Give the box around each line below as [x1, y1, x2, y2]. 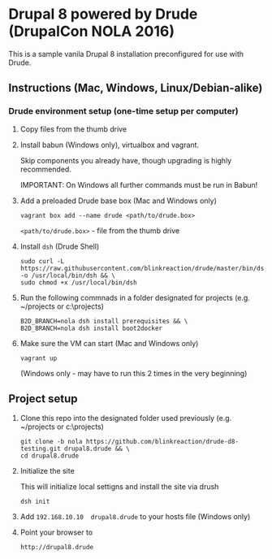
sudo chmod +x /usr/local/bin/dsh [19, 278, 137, 287]
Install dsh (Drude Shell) [19, 241, 100, 251]
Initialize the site [19, 466, 75, 476]
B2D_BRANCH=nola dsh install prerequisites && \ [19, 317, 188, 325]
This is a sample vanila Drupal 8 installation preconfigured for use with [8, 49, 244, 58]
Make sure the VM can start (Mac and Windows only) [19, 338, 199, 348]
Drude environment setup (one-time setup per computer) [8, 106, 239, 117]
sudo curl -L [19, 257, 65, 265]
